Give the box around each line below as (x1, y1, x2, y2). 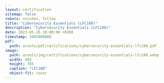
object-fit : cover (9, 71, 48, 76)
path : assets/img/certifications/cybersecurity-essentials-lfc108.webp (9, 52, 160, 58)
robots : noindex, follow (5, 16, 56, 21)
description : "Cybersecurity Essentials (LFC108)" (5, 25, 111, 30)
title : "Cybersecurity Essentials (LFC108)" (5, 21, 98, 26)
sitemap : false (5, 12, 36, 17)
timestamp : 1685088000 (5, 35, 52, 40)
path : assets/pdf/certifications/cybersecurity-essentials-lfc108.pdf (9, 43, 157, 48)
